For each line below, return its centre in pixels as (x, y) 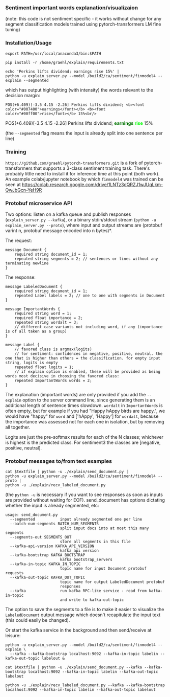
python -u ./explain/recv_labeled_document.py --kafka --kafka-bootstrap (85, 685)
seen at (13, 184)
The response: (20, 277)
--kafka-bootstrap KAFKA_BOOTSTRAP (48, 555)
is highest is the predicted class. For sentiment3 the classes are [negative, (83, 443)
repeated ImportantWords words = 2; (53, 381)
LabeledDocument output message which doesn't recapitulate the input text (83, 615)
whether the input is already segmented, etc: (52, 506)
